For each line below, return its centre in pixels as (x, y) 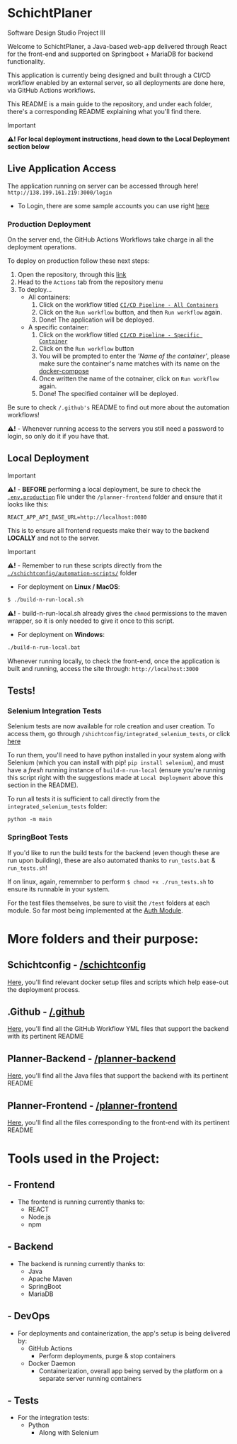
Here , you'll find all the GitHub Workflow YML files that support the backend (118, 1029)
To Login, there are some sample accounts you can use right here (114, 205)
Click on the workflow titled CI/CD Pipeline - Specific (119, 335)
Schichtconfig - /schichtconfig (77, 965)
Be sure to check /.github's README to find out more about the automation (118, 407)
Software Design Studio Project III (57, 33)
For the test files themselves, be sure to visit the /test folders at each (109, 903)
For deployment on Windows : (61, 634)
